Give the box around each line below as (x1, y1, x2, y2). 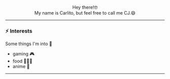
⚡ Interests (5, 27, 33, 34)
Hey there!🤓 (72, 5, 98, 10)
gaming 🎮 (12, 51, 34, 57)
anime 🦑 (12, 63, 30, 69)
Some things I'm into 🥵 (5, 41, 52, 47)
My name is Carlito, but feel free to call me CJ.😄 (34, 10, 136, 16)
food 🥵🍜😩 (12, 58, 33, 64)
